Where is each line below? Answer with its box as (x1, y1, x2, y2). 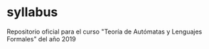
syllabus (6, 4, 58, 20)
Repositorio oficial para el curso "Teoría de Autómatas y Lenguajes (6, 27, 203, 36)
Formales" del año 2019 (6, 34, 76, 43)
